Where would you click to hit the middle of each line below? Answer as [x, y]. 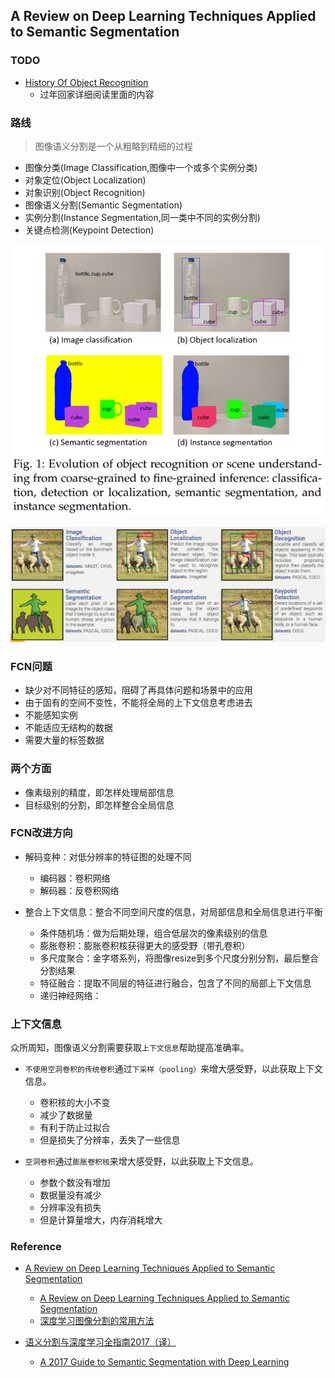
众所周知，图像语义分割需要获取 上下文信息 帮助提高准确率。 [130, 1048]
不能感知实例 [51, 715]
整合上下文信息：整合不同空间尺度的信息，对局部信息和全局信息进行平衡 [173, 911]
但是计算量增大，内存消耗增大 [101, 1220]
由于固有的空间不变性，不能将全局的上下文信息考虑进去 [138, 703]
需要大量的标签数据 [64, 740]
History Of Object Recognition [86, 82]
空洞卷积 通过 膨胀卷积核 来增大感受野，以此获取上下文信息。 [141, 1161]
